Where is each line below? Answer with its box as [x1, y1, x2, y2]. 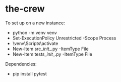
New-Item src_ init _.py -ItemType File [12, 46, 89, 52]
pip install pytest [12, 70, 47, 76]
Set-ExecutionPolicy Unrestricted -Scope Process [12, 35, 116, 41]
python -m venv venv [12, 29, 57, 35]
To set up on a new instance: [5, 20, 66, 26]
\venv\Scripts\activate [12, 40, 58, 46]
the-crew [5, 3, 45, 15]
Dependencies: [5, 61, 37, 67]
